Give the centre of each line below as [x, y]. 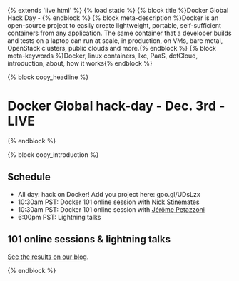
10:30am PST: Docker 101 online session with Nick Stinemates [108, 202]
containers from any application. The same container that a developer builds [119, 33]
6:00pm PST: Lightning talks [59, 217]
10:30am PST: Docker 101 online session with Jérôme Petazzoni [111, 209]
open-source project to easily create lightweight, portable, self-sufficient [114, 25]
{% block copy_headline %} [48, 77]
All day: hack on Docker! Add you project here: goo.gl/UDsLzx [109, 194]
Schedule [29, 177]
